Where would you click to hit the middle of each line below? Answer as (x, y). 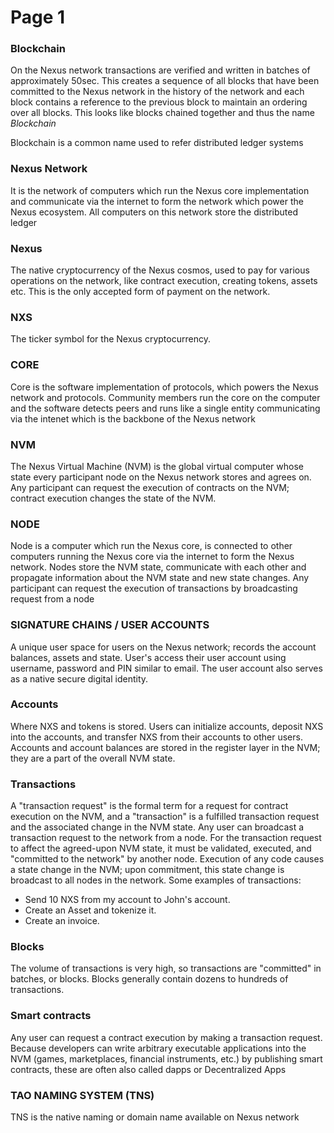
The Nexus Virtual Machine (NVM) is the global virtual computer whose (157, 466)
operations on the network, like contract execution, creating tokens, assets (164, 281)
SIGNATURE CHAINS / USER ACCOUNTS (110, 625)
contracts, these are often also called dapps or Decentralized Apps (148, 1069)
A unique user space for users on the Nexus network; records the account (163, 647)
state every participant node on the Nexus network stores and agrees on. (161, 477)
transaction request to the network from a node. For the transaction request (166, 838)
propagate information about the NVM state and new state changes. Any (160, 578)
